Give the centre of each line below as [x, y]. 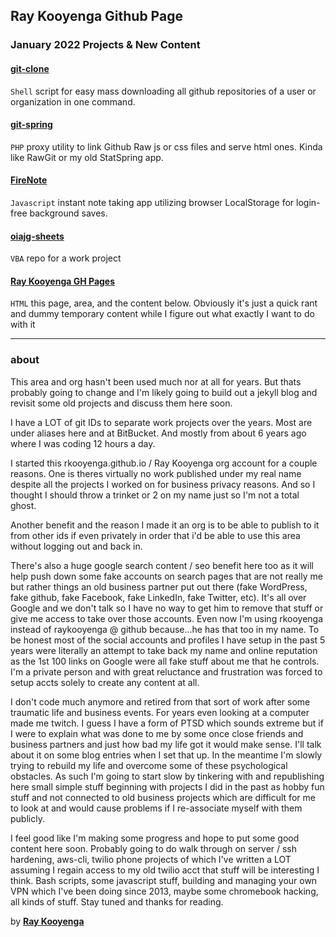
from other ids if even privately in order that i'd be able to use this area [155, 535]
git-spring [31, 125]
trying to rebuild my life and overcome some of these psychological [149, 765]
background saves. [68, 213]
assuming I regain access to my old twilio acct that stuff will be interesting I [165, 870]
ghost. [23, 505]
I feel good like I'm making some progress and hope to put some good [155, 838]
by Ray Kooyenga [47, 921]
